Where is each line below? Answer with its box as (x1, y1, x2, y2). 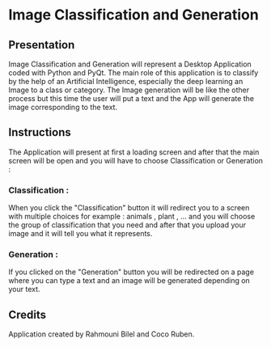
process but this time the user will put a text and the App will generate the (8, 94, 255, 103)
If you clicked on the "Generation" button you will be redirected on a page (8, 267, 255, 277)
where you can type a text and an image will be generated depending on (8, 276, 251, 286)
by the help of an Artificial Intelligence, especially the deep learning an (8, 77, 243, 86)
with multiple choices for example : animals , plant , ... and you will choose (8, 212, 256, 222)
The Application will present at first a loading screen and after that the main (8, 147, 260, 157)
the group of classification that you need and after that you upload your (8, 220, 247, 230)
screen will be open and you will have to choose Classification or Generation (8, 155, 264, 165)
